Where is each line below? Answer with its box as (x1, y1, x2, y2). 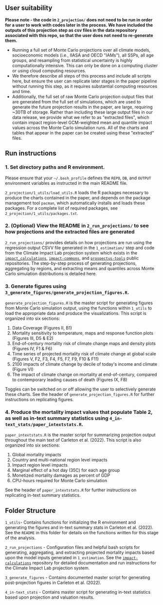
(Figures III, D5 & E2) (12, 335, 54, 341)
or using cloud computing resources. (12, 68, 86, 74)
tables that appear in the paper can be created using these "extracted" (12, 130, 154, 136)
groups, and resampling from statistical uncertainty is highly (12, 57, 133, 63)
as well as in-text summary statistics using (5, 415, 109, 422)
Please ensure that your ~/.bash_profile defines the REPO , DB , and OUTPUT (5, 175, 151, 181)
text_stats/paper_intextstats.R (5, 422, 82, 428)
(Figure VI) (12, 367, 34, 372)
